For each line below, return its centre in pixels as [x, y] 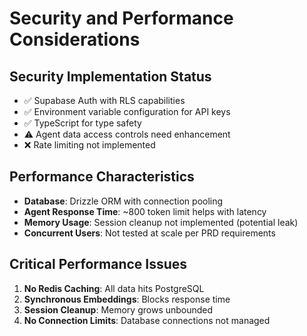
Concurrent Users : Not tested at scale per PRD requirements [149, 233]
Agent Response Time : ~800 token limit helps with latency [145, 211]
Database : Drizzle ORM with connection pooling [123, 201]
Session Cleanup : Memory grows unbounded [118, 309]
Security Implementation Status [110, 76]
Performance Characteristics [102, 177]
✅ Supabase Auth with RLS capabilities [104, 100]
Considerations [75, 39]
